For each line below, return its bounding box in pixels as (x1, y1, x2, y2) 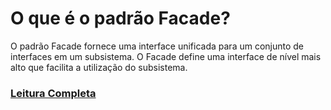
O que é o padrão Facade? (10, 7, 231, 30)
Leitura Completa (10, 86, 97, 100)
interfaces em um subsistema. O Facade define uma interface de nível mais (10, 50, 322, 62)
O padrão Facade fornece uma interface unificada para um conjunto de (10, 40, 305, 52)
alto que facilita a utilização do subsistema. (10, 61, 188, 73)
